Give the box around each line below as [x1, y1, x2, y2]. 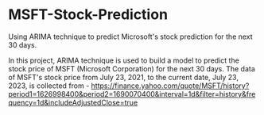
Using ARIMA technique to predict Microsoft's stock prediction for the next [8, 32, 253, 41]
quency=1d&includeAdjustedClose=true [8, 98, 138, 107]
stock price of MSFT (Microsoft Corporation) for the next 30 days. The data [8, 63, 256, 73]
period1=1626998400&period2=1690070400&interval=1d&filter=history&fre [8, 89, 256, 98]
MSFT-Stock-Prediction [8, 6, 169, 24]
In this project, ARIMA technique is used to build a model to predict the [8, 56, 240, 65]
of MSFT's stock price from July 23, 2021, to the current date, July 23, [8, 72, 239, 82]
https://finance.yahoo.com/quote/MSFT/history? [91, 81, 250, 90]
